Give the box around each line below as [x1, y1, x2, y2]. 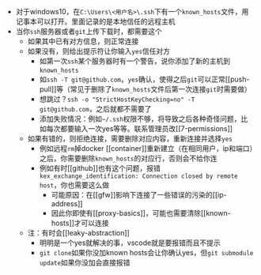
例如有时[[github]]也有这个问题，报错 [39, 164, 161, 172]
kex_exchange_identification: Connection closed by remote [39, 172, 239, 180]
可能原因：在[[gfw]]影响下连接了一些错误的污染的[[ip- [51, 190, 227, 199]
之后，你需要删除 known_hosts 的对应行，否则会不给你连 [39, 153, 217, 163]
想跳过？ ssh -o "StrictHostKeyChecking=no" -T [39, 94, 195, 104]
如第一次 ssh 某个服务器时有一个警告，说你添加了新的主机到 [39, 56, 231, 66]
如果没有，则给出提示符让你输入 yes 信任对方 [27, 47, 171, 55]
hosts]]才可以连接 [51, 218, 109, 228]
